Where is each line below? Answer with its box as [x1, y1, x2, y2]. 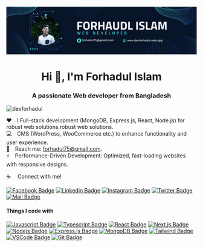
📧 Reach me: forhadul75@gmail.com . [6, 145, 103, 153]
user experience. [6, 139, 48, 146]
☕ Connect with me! [6, 173, 62, 180]
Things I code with [6, 207, 54, 215]
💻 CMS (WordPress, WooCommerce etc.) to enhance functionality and [6, 130, 187, 137]
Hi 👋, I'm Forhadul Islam [41, 70, 162, 84]
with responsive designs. [6, 161, 68, 168]
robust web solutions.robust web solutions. [6, 123, 114, 131]
